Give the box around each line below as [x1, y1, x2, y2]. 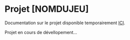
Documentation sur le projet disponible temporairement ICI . [4, 20, 126, 26]
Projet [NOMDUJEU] [4, 3, 89, 15]
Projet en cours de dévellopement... [4, 29, 78, 35]
